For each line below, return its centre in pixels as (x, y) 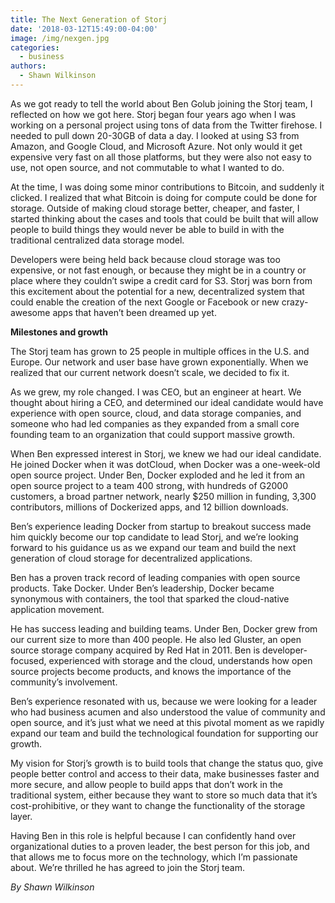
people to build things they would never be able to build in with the (147, 229)
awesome (30, 312)
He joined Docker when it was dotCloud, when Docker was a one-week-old (165, 464)
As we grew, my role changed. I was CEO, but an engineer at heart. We (156, 392)
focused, (28, 660)
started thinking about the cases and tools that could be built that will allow (164, 218)
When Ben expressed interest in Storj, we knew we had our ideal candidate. (166, 453)
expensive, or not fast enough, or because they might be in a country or (158, 270)
